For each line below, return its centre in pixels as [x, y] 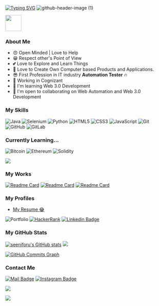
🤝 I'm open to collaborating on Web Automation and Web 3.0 [77, 92]
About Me [18, 41]
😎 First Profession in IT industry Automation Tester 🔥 [70, 75]
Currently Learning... [32, 140]
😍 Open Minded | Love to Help [45, 53]
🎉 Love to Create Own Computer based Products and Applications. [83, 70]
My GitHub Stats [26, 233]
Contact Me [20, 268]
